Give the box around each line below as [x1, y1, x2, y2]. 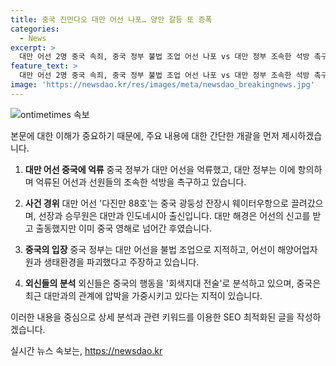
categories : [10, 24, 60, 34]
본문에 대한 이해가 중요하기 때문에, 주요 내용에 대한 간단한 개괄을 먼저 [10, 129, 280, 141]
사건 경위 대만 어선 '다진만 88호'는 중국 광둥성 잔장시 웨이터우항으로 [24, 197, 289, 209]
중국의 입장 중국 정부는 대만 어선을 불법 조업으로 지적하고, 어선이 [24, 243, 276, 255]
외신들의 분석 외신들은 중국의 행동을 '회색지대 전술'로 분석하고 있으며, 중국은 [24, 277, 322, 289]
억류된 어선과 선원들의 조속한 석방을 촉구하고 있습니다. [35, 176, 247, 188]
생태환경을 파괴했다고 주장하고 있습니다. [43, 256, 200, 268]
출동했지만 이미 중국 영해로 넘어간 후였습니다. [35, 222, 212, 234]
